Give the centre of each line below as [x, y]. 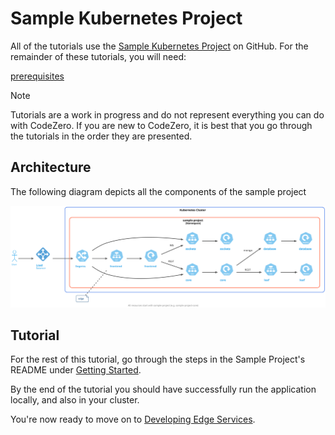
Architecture [51, 167]
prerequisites [37, 76]
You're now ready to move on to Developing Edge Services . [133, 419]
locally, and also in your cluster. [75, 400]
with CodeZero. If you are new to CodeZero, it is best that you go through [161, 125]
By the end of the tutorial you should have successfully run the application [163, 389]
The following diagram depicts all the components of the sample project [158, 191]
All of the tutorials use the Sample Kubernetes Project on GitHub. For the [159, 46]
